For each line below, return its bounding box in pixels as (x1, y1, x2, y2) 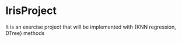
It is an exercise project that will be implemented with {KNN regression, (5, 23, 176, 30)
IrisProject (5, 4, 57, 17)
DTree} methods (5, 29, 45, 36)
